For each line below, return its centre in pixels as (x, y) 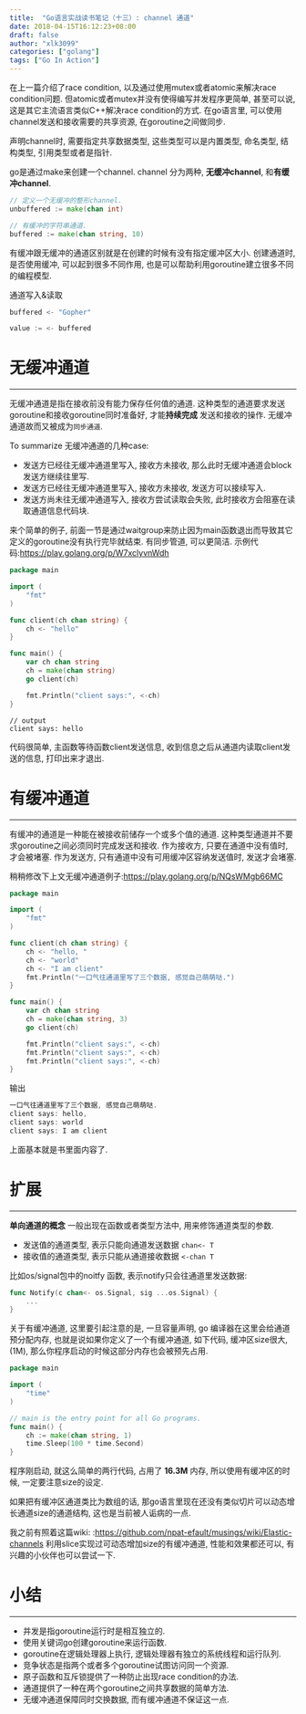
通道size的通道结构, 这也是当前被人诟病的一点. (104, 1513)
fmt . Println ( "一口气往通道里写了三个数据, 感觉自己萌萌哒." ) (130, 977)
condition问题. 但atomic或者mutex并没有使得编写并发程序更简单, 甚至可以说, (153, 99)
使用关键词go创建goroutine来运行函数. (94, 1643)
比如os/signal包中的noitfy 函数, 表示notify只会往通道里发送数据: (128, 1275)
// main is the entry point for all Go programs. (106, 1418)
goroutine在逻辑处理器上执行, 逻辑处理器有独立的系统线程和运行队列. (152, 1654)
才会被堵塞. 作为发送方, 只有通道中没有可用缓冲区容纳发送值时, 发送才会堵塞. (153, 857)
